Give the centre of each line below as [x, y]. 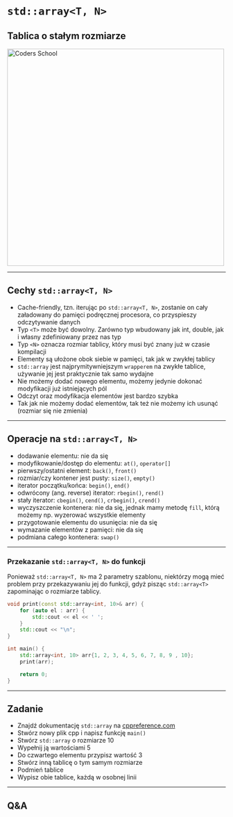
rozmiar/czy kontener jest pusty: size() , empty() [86, 478]
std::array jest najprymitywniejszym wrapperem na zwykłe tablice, [111, 366]
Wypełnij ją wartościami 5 [54, 748]
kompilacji [32, 352]
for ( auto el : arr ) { [52, 610]
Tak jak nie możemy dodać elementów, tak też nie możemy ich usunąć [118, 403]
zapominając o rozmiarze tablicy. [54, 591]
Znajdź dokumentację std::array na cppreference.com [96, 726]
